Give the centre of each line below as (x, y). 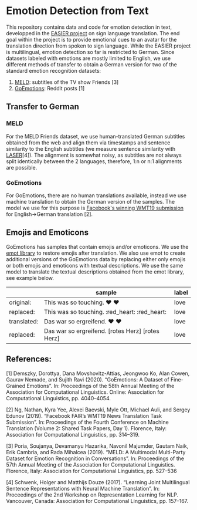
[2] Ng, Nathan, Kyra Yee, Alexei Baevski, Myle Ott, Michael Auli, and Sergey (98, 410)
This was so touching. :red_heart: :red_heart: (105, 312)
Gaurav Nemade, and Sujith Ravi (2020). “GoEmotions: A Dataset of (88, 379)
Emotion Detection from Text (77, 11)
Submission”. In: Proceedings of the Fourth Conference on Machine (87, 422)
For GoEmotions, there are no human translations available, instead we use (96, 195)
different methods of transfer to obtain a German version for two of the (91, 64)
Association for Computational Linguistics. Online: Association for (85, 392)
